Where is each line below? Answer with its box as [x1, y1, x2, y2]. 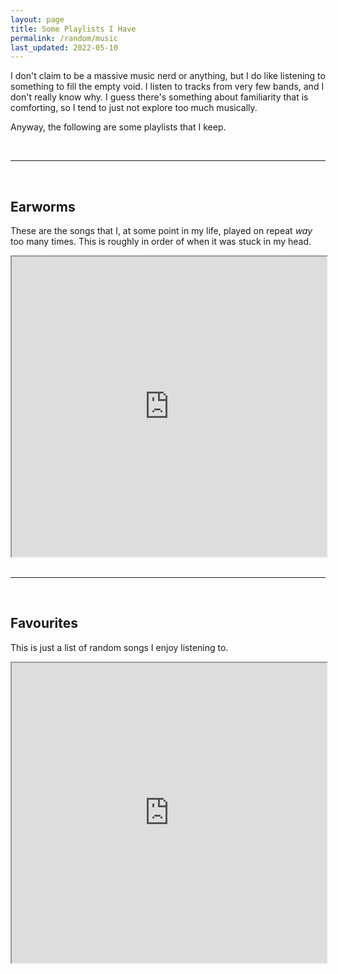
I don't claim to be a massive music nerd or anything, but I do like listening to [10, 70, 326, 82]
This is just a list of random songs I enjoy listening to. [10, 641, 229, 653]
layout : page [10, 14, 65, 25]
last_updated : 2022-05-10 [10, 42, 118, 53]
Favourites [10, 615, 79, 632]
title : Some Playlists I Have [10, 24, 137, 34]
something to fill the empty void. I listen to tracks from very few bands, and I [10, 81, 325, 93]
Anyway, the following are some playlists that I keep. [10, 121, 227, 133]
